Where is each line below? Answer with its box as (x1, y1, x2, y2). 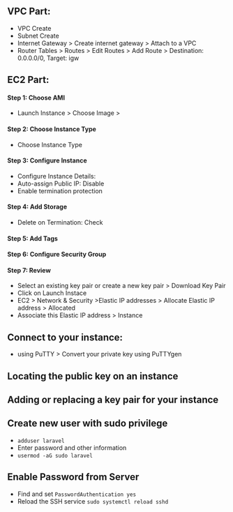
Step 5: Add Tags (7, 234, 58, 243)
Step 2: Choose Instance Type (7, 125, 96, 133)
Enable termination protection (17, 186, 103, 195)
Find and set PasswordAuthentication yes (17, 490, 137, 498)
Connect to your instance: (7, 331, 123, 343)
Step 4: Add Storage (7, 202, 68, 211)
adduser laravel (17, 437, 65, 444)
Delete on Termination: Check (17, 218, 103, 227)
